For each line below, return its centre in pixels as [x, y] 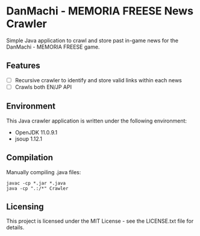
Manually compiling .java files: [44, 172]
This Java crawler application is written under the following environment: [97, 121]
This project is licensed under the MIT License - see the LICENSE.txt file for [100, 221]
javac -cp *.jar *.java [36, 183]
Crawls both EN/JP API [43, 87]
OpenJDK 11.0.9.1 [36, 132]
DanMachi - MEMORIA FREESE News [100, 11]
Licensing [25, 206]
